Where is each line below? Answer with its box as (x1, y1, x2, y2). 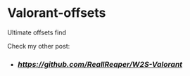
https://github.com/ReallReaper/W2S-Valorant (17, 59, 183, 69)
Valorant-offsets (7, 5, 106, 21)
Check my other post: (7, 42, 70, 50)
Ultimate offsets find (7, 28, 67, 37)
